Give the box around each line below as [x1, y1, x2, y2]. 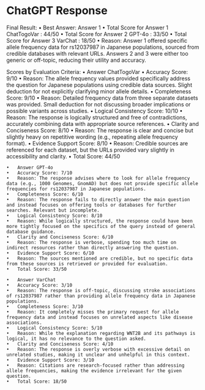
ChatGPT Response [6, 4, 108, 18]
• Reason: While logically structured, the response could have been [6, 218, 193, 224]
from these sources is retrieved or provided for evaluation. [6, 260, 168, 267]
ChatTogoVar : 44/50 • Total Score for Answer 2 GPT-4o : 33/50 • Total [6, 30, 187, 37]
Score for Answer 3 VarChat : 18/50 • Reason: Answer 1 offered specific [6, 37, 188, 44]
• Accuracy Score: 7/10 [6, 169, 72, 176]
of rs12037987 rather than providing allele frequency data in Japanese [6, 293, 196, 299]
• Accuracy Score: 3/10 [6, 282, 72, 288]
